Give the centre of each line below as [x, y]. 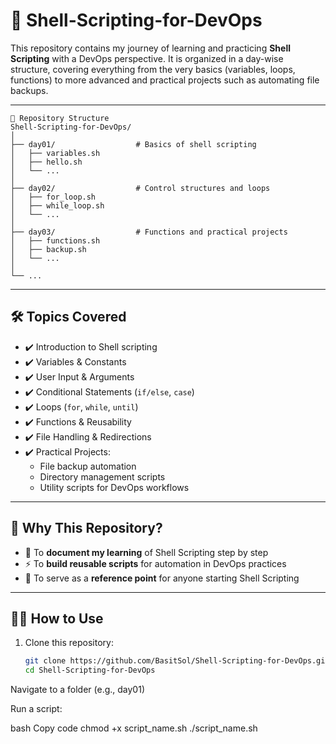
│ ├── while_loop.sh [57, 205]
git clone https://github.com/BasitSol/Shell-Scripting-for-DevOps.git [177, 661]
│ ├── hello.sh [46, 162]
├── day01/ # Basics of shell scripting [133, 144]
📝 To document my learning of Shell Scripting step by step [146, 552]
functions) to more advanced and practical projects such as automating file [165, 80]
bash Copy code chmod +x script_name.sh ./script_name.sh [134, 728]
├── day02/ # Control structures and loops [140, 188]
